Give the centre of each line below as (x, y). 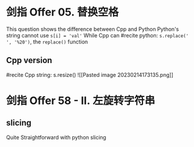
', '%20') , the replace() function (47, 42)
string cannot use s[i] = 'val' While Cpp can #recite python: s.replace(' (97, 35)
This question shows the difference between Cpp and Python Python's (93, 29)
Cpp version (29, 60)
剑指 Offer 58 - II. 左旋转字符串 (81, 100)
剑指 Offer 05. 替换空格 (63, 12)
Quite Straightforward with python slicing (56, 137)
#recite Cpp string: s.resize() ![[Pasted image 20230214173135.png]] (90, 74)
